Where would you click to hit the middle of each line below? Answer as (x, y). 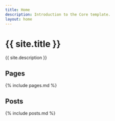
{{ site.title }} (33, 44)
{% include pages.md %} (31, 85)
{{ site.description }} (26, 57)
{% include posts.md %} (30, 113)
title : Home (17, 10)
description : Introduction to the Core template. (58, 14)
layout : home (19, 19)
